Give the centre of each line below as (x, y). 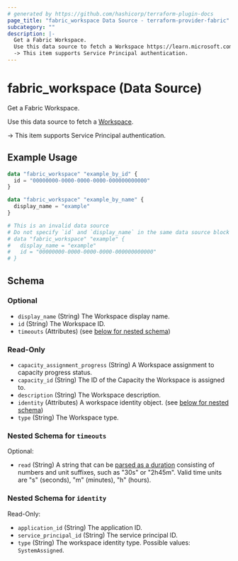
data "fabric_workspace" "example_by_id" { (73, 174)
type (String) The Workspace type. (68, 417)
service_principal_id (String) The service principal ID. (98, 535)
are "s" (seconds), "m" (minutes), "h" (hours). (84, 480)
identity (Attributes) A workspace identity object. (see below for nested (123, 403)
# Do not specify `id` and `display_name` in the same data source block (119, 232)
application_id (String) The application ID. (80, 527)
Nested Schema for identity (57, 498)
